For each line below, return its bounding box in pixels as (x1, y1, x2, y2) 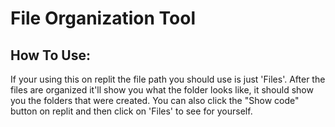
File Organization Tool (10, 7, 196, 30)
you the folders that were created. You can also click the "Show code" (10, 95, 300, 106)
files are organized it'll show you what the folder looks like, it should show (10, 84, 314, 96)
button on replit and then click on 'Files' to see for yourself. (10, 105, 253, 117)
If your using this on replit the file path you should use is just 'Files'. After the (10, 73, 326, 85)
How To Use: (10, 47, 91, 64)
